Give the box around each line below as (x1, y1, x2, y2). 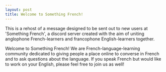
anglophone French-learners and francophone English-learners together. (5, 36, 155, 42)
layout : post (5, 7, 32, 12)
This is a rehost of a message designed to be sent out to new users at (5, 25, 148, 31)
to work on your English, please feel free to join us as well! (5, 61, 124, 67)
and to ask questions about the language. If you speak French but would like (5, 56, 162, 62)
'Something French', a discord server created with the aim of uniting (5, 31, 145, 36)
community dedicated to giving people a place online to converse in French (5, 50, 160, 57)
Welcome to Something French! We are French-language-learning (5, 45, 140, 51)
